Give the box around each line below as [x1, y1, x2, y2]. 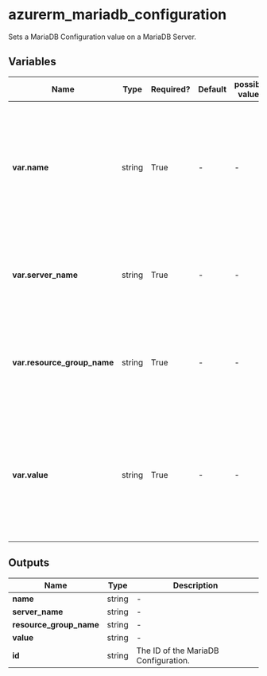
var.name [12, 162, 49, 173]
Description [172, 580, 219, 591]
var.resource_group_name [12, 357, 114, 368]
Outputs [8, 556, 50, 570]
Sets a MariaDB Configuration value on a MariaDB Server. [8, 32, 197, 41]
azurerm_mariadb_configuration [8, 6, 227, 24]
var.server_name [12, 269, 78, 280]
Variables [8, 55, 57, 68]
